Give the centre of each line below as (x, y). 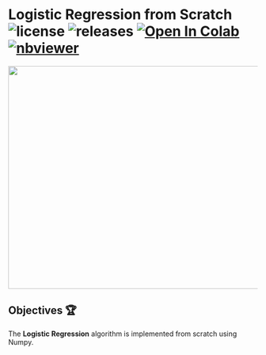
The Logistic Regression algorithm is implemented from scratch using (123, 334)
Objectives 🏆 (43, 311)
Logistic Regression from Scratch (120, 15)
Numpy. (21, 342)
